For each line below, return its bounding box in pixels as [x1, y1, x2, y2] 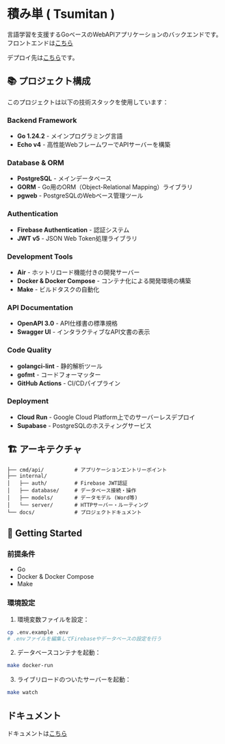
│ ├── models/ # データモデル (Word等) [7, 494, 138, 501]
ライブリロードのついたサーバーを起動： [16, 675, 131, 684]
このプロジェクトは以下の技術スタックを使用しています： [7, 97, 169, 106]
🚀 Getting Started [7, 527, 83, 539]
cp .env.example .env [7, 629, 69, 636]
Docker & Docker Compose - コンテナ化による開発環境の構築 [16, 276, 191, 285]
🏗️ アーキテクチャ [7, 444, 82, 455]
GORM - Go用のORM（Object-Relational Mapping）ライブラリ [16, 183, 194, 191]
